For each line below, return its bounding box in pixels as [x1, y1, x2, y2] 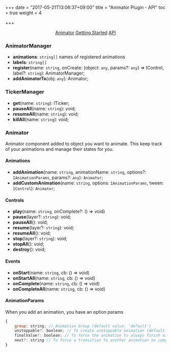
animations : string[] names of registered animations [12, 54, 126, 60]
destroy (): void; [12, 246, 46, 252]
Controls [5, 197, 24, 203]
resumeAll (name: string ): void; [12, 111, 79, 117]
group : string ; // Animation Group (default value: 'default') [14, 323, 152, 328]
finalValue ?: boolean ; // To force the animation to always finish [14, 333, 160, 338]
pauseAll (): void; [12, 219, 48, 225]
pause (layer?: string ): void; [12, 214, 71, 220]
